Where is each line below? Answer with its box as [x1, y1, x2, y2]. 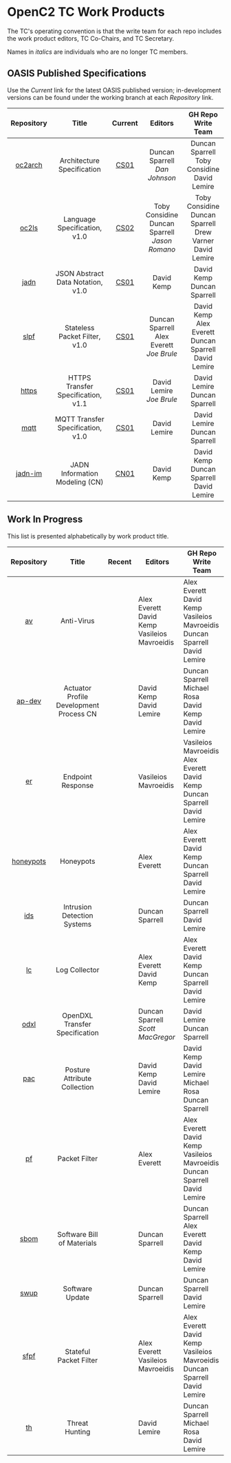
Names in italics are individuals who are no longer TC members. [7, 48, 188, 56]
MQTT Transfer [54, 414, 104, 424]
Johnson [147, 173, 177, 183]
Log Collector [56, 965, 100, 974]
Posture [65, 1065, 91, 1074]
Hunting [65, 1426, 91, 1436]
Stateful [65, 1346, 91, 1356]
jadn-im [16, 468, 43, 478]
